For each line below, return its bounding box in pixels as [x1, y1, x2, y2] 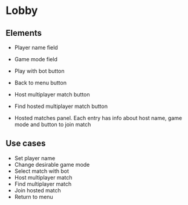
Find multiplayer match [14, 180, 72, 187]
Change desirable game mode [14, 161, 90, 168]
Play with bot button [14, 67, 65, 75]
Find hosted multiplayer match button [14, 102, 108, 110]
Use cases [5, 138, 46, 149]
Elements [5, 28, 42, 38]
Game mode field [14, 56, 58, 62]
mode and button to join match [14, 121, 91, 128]
